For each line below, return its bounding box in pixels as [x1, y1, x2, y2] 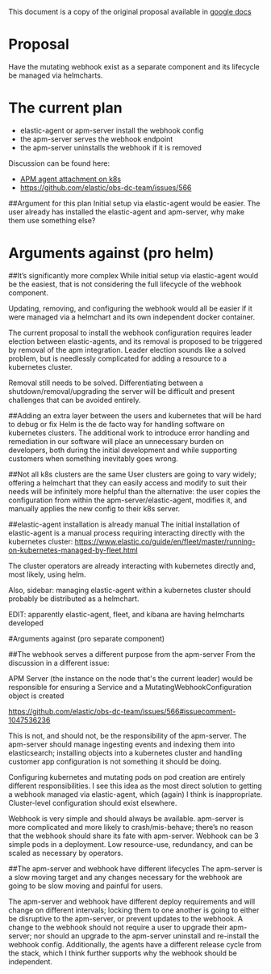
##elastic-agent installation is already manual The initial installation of [8, 519, 240, 529]
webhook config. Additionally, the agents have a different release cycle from [8, 939, 262, 949]
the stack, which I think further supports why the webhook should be [8, 948, 238, 958]
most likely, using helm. [8, 570, 86, 579]
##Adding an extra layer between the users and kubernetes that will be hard [8, 410, 262, 420]
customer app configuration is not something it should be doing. [8, 756, 222, 766]
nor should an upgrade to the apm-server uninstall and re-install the [33, 930, 260, 941]
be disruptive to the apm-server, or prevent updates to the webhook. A [8, 913, 244, 923]
